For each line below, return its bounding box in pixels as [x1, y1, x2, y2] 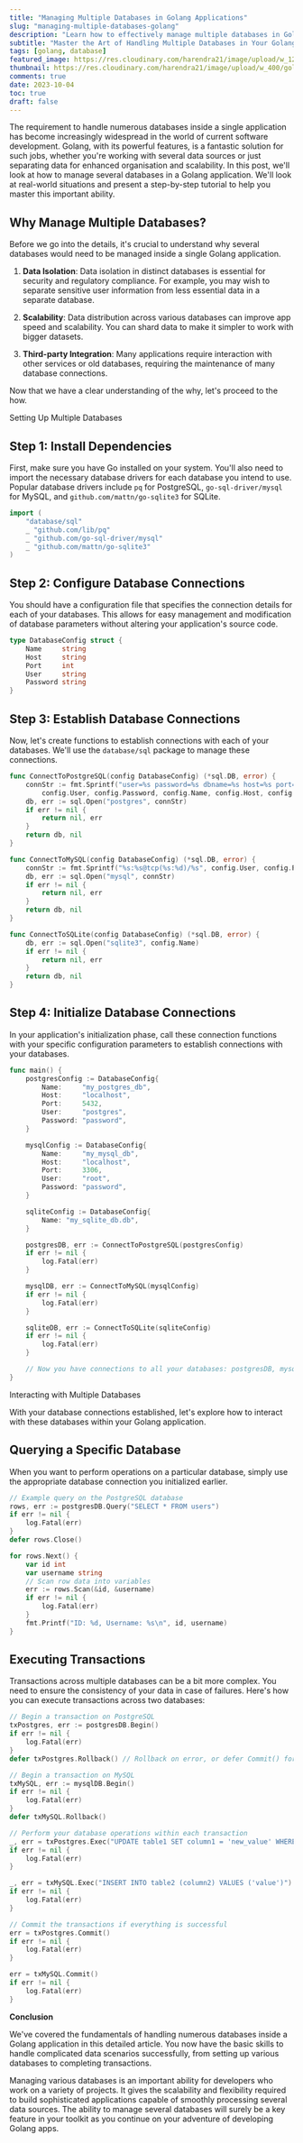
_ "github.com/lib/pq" [25, 525, 111, 535]
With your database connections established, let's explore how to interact [9, 1406, 283, 1417]
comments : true [9, 72, 67, 81]
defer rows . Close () [9, 1535, 83, 1544]
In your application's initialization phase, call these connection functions [9, 1029, 278, 1039]
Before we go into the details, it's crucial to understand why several [9, 239, 260, 250]
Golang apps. [9, 2122, 60, 2133]
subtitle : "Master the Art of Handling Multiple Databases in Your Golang [9, 38, 297, 48]
